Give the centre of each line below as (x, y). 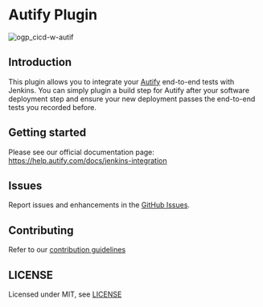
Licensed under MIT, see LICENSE (65, 294)
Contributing (41, 230)
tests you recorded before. (52, 107)
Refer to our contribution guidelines (67, 250)
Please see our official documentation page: (82, 152)
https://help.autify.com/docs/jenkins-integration (88, 160)
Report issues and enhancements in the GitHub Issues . (99, 205)
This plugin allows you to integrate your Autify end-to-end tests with (121, 81)
